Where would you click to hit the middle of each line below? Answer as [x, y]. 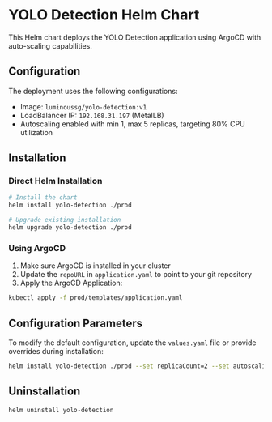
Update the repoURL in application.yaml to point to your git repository [136, 275]
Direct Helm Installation [55, 181]
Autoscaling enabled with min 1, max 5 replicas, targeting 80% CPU [132, 124]
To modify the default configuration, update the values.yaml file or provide [132, 343]
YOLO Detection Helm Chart [104, 15]
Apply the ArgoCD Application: [71, 283]
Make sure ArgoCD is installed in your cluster [96, 266]
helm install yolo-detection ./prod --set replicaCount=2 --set [119, 366]
